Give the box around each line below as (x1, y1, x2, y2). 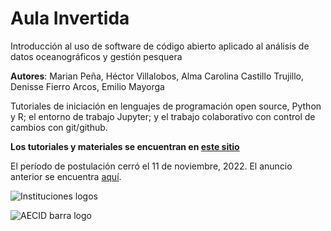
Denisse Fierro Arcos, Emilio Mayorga (10, 80, 165, 92)
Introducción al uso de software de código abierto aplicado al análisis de (10, 40, 310, 52)
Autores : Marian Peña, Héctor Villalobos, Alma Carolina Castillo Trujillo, (10, 70, 305, 82)
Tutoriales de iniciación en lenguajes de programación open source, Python (10, 100, 322, 112)
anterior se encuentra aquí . (10, 170, 122, 182)
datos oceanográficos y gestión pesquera (10, 50, 183, 62)
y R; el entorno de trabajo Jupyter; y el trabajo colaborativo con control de (10, 110, 316, 122)
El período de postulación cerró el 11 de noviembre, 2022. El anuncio (10, 160, 293, 172)
